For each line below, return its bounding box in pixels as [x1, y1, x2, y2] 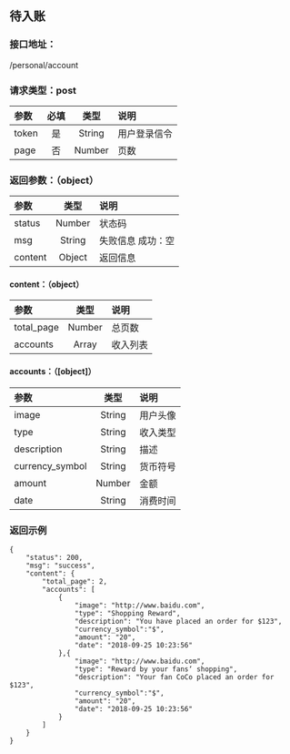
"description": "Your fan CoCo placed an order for [74, 672, 275, 681]
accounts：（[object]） [9, 366, 96, 377]
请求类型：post [9, 84, 77, 97]
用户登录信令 [117, 127, 173, 139]
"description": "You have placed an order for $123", [74, 616, 283, 626]
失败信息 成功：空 [98, 235, 175, 248]
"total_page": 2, [42, 576, 107, 586]
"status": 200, [25, 553, 84, 562]
